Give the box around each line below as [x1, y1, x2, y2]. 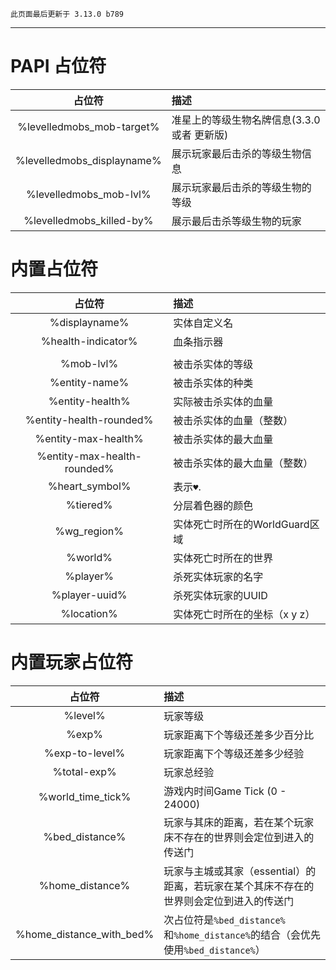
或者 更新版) [171, 128, 229, 142]
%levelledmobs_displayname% [15, 153, 162, 167]
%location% [60, 606, 118, 620]
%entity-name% [49, 375, 130, 389]
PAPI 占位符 [10, 55, 107, 78]
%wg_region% [54, 524, 124, 538]
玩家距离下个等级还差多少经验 [163, 746, 305, 760]
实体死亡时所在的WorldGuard [173, 517, 310, 531]
